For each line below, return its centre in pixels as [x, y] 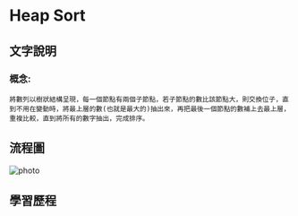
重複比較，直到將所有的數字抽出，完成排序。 [79, 118]
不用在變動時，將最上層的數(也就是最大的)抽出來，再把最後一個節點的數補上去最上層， [153, 108]
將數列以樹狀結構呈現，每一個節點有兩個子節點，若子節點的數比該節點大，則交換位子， [146, 99]
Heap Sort [48, 16]
